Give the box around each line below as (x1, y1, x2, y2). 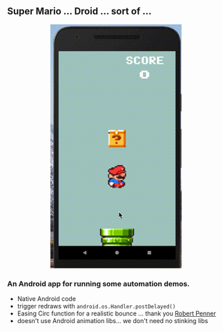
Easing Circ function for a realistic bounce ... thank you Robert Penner (17, 309, 216, 317)
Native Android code (17, 295, 76, 303)
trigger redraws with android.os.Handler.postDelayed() (17, 302, 176, 311)
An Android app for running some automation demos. (7, 279, 190, 288)
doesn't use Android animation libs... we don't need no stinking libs (17, 317, 209, 325)
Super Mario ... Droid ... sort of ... (7, 6, 152, 17)
